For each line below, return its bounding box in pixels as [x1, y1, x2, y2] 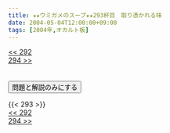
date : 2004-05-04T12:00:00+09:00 [8, 19, 118, 27]
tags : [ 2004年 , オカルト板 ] [8, 26, 89, 34]
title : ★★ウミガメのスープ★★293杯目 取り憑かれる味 [8, 11, 162, 20]
